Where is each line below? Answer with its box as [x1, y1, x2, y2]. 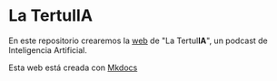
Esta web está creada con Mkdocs [8, 62, 138, 73]
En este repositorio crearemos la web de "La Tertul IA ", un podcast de [8, 35, 269, 46]
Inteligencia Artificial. [8, 44, 87, 55]
